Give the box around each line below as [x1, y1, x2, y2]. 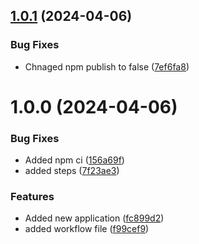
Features [10, 190, 55, 204]
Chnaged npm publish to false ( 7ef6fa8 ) [24, 60, 190, 73]
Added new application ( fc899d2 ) [24, 212, 165, 224]
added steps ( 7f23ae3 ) [24, 165, 120, 177]
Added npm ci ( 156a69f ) [24, 154, 125, 166]
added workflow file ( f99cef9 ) [24, 223, 150, 235]
